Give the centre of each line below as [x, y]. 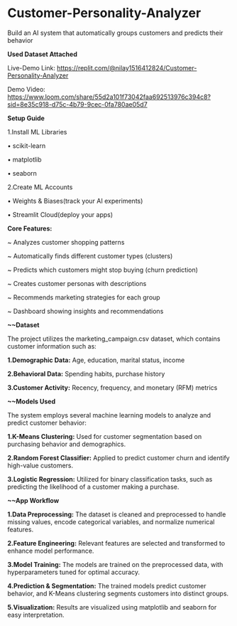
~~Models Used [32, 401]
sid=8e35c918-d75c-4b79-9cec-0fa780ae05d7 [77, 104]
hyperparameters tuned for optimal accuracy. [74, 572]
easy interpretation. [36, 615]
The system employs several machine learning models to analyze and [109, 415]
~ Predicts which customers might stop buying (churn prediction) [103, 270]
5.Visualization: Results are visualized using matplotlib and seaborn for [112, 607]
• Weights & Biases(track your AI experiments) [75, 201]
